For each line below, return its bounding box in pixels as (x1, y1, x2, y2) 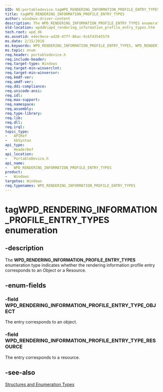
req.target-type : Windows (5, 61, 57, 66)
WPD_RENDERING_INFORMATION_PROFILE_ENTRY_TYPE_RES (5, 337, 156, 344)
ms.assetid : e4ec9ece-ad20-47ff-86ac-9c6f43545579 (5, 34, 110, 39)
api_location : (5, 152, 34, 156)
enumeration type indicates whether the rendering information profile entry (5, 262, 155, 268)
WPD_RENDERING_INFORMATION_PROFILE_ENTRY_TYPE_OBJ (5, 302, 156, 309)
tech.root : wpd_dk (5, 30, 42, 34)
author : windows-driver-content (5, 16, 70, 21)
